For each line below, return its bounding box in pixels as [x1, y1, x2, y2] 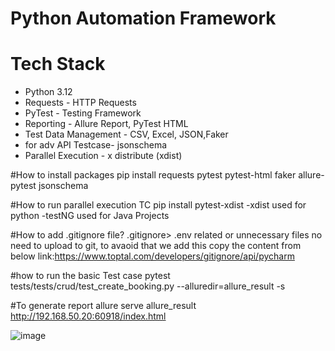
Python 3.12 [24, 86, 73, 98]
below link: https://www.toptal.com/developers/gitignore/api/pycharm [10, 250, 295, 262]
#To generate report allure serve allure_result [10, 300, 197, 312]
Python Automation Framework [10, 7, 277, 30]
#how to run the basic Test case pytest [10, 270, 171, 282]
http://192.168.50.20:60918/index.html [10, 310, 167, 322]
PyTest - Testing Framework [24, 107, 142, 119]
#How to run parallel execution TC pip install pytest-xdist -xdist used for [10, 199, 307, 211]
